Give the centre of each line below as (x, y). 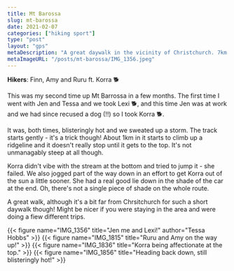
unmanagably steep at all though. (55, 152)
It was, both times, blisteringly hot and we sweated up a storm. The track (112, 130)
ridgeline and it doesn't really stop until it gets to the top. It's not (99, 145)
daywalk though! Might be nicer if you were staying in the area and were (111, 209)
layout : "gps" (28, 46)
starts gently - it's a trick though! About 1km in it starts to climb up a (105, 138)
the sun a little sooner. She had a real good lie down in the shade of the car (116, 181)
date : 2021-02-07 (33, 27)
